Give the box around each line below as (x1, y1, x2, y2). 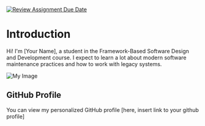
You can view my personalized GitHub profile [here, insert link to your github (6, 106, 199, 113)
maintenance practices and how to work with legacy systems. (6, 60, 162, 67)
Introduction (6, 28, 71, 41)
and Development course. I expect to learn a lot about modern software (6, 54, 187, 61)
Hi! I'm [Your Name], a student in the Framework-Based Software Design (6, 47, 190, 54)
